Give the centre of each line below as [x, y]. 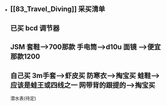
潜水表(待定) [23, 98]
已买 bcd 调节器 [35, 28]
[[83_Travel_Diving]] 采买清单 [58, 9]
